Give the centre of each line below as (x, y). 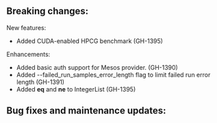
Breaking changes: (48, 11)
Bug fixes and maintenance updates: (86, 111)
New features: (26, 27)
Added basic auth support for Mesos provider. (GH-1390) (97, 67)
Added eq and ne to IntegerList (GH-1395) (76, 89)
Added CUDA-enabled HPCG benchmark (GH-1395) (90, 41)
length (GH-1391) (40, 82)
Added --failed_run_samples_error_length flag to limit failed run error (113, 74)
